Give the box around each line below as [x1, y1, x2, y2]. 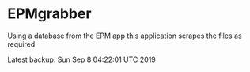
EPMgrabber [7, 5, 92, 23]
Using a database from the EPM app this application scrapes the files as [7, 31, 242, 40]
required [7, 39, 36, 48]
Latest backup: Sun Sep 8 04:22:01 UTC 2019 [7, 55, 156, 64]
